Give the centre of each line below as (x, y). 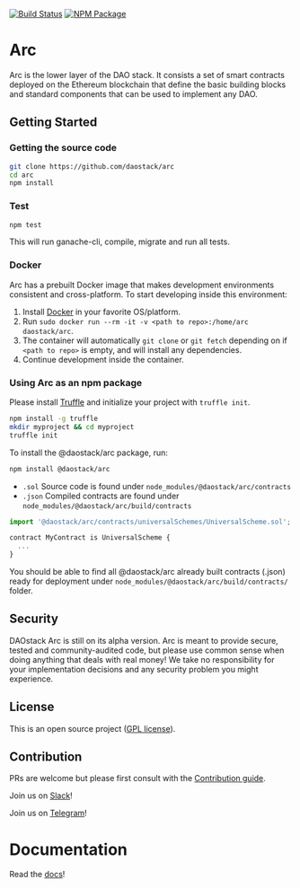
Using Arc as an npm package (75, 382)
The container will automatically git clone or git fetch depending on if (154, 340)
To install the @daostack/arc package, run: (89, 453)
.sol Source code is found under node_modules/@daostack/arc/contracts (157, 486)
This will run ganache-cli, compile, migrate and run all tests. (120, 242)
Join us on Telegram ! (48, 813)
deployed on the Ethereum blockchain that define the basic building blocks (148, 84)
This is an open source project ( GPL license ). (93, 728)
